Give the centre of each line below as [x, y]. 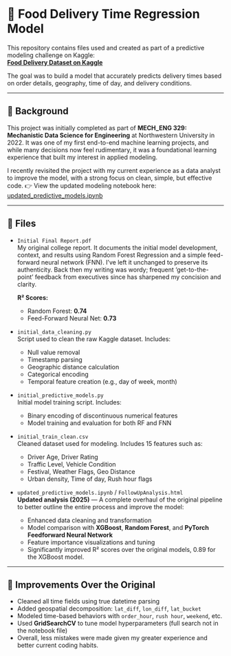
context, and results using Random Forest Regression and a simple [111, 255]
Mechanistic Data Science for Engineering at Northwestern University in [111, 135]
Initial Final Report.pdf [54, 240]
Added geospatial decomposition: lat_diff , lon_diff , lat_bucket [109, 608]
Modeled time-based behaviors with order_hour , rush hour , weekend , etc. [120, 616]
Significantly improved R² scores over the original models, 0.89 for [121, 549]
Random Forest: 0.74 [57, 311]
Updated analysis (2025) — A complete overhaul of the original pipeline [120, 500]
